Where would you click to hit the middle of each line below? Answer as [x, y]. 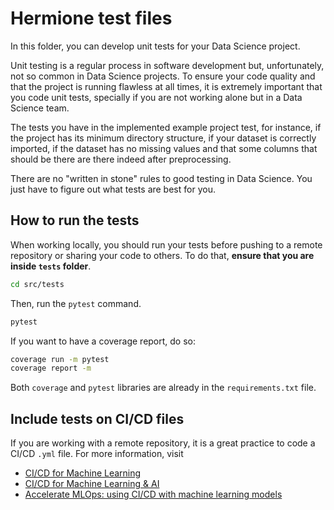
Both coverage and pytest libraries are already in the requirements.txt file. [163, 388]
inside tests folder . [51, 266]
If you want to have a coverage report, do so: [103, 341]
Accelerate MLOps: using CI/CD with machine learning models [153, 494]
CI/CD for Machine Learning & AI [92, 484]
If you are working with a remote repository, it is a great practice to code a [163, 443]
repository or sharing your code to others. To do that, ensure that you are [162, 255]
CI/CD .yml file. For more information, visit [97, 454]
